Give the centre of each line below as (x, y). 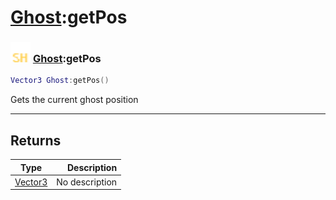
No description (87, 182)
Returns (36, 140)
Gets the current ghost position (74, 100)
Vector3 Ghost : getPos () (60, 81)
